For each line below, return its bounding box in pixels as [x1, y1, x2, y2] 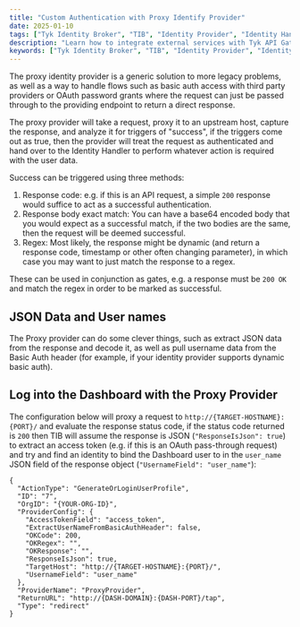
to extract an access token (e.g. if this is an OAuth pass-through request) [9, 440, 279, 451]
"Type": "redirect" [17, 601, 90, 610]
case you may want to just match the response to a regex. [21, 256, 236, 267]
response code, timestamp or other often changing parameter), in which [21, 247, 288, 258]
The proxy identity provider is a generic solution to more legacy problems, [9, 71, 281, 82]
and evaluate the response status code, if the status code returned [39, 420, 285, 431]
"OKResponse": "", [25, 546, 94, 555]
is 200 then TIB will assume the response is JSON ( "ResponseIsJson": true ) [9, 430, 286, 441]
